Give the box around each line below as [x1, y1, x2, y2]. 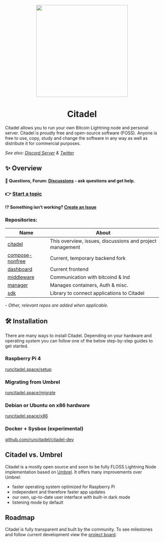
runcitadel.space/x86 [5, 413, 48, 419]
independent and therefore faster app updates [12, 489, 106, 495]
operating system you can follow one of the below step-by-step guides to [5, 337, 153, 343]
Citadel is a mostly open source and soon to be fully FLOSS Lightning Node [5, 464, 157, 469]
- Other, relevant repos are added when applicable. [5, 302, 109, 308]
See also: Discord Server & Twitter [5, 150, 75, 155]
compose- [7, 252, 33, 258]
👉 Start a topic [5, 190, 42, 197]
